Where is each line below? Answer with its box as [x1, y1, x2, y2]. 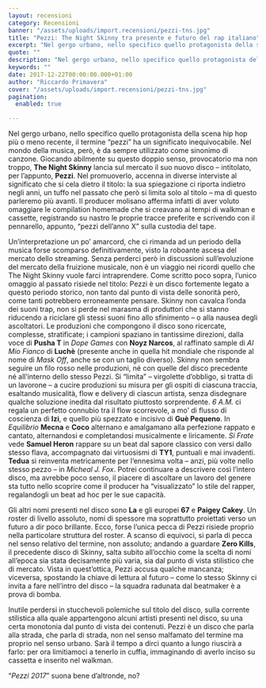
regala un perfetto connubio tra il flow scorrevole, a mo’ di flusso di [8, 405, 227, 415]
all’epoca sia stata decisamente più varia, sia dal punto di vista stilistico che [8, 556, 254, 566]
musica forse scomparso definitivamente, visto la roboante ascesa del [8, 245, 237, 255]
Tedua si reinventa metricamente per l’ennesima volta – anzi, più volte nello [8, 456, 254, 466]
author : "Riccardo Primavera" [8, 78, 108, 86]
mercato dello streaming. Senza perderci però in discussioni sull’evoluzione [8, 254, 254, 263]
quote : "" [8, 48, 41, 56]
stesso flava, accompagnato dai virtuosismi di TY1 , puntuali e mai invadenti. [8, 448, 256, 457]
